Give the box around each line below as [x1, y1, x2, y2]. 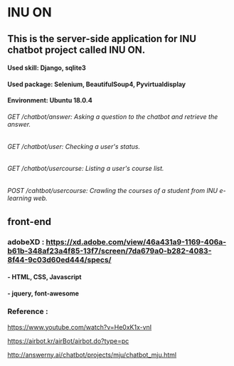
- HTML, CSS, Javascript [7, 272, 82, 281]
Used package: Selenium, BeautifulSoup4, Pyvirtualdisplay [7, 80, 186, 88]
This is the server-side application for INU [7, 33, 197, 45]
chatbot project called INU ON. [7, 43, 146, 56]
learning [7, 194, 32, 202]
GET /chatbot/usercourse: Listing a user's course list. [7, 164, 164, 173]
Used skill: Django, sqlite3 [7, 63, 87, 72]
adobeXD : [7, 237, 45, 247]
